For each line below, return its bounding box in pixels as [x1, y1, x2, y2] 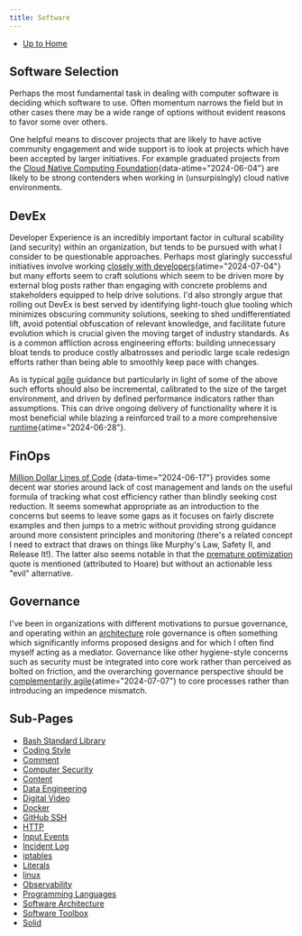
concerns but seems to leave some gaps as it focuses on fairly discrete [9, 510, 275, 521]
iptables [22, 849, 52, 861]
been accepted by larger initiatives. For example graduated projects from [9, 153, 280, 164]
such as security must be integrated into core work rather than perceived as [9, 656, 292, 667]
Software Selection [9, 64, 119, 79]
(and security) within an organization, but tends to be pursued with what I [9, 242, 282, 252]
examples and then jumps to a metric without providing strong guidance [9, 520, 277, 531]
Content [22, 773, 53, 785]
